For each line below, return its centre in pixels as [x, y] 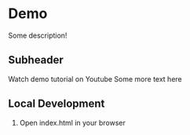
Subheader [36, 60]
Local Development [57, 104]
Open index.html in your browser [72, 122]
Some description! [38, 35]
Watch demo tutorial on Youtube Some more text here [95, 78]
